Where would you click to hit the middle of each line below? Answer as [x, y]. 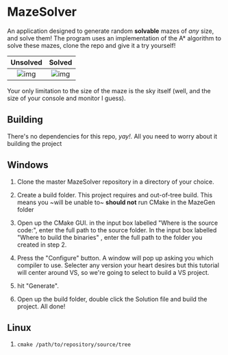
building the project [35, 143]
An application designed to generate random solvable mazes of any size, [111, 31]
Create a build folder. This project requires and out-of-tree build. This [115, 195]
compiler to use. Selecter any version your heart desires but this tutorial [118, 265]
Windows [28, 165]
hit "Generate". [38, 286]
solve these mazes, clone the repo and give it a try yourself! [91, 45]
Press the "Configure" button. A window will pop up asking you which [115, 258]
